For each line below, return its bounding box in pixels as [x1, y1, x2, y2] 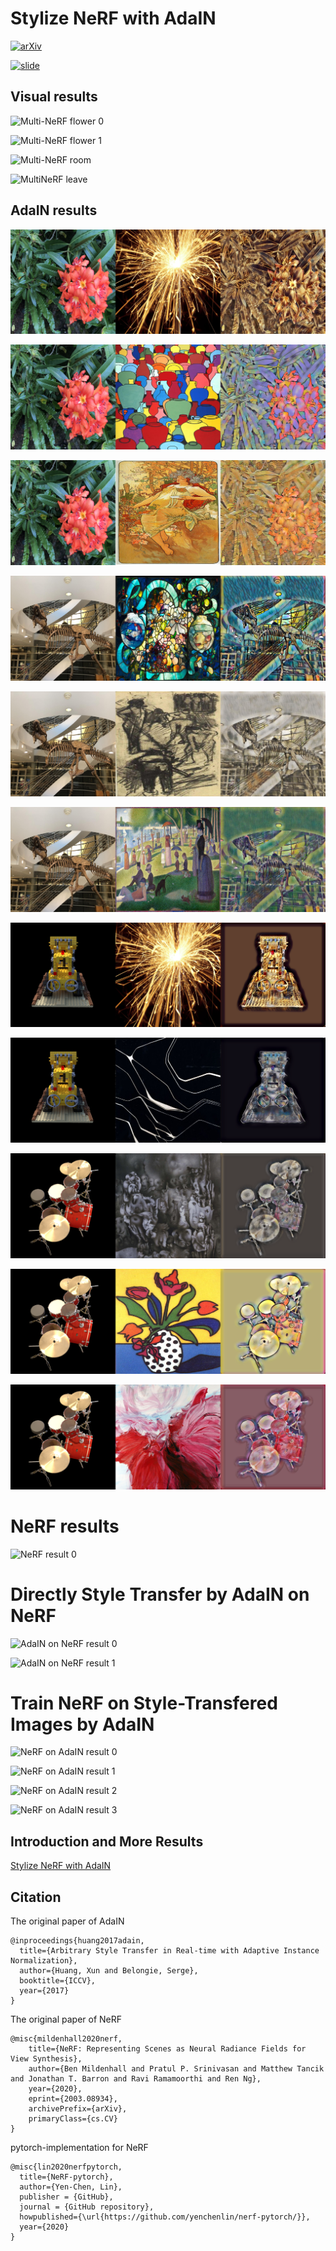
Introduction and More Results [10, 1833, 204, 1850]
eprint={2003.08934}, [28, 2094, 118, 2104]
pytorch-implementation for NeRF [10, 2142, 149, 2154]
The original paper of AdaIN [10, 1915, 125, 1927]
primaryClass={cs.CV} [28, 2114, 118, 2124]
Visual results [10, 88, 98, 106]
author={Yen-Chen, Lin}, [19, 2182, 123, 2192]
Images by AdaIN [10, 1713, 155, 1736]
